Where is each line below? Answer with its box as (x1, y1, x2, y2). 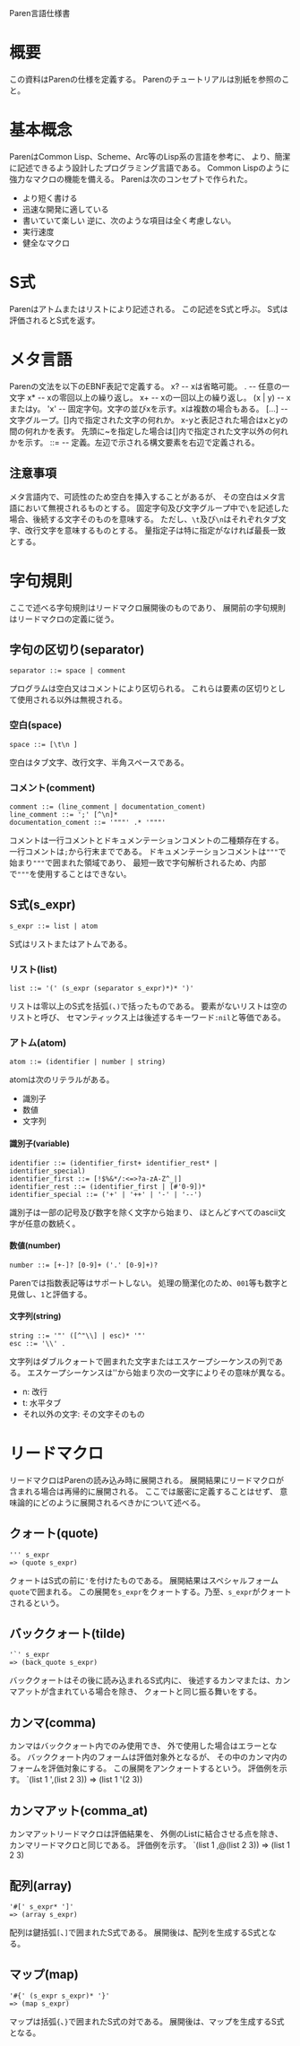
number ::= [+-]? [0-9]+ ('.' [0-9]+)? (9, 1261, 159, 1270)
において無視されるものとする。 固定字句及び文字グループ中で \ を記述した (16, 502, 289, 513)
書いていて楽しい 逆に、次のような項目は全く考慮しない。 (21, 214, 236, 226)
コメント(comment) (9, 781, 96, 793)
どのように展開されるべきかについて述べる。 (39, 1496, 206, 1508)
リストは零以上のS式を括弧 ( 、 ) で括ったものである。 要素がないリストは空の (9, 1001, 288, 1011)
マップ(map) (9, 1967, 79, 1982)
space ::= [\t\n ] (9, 740, 78, 749)
